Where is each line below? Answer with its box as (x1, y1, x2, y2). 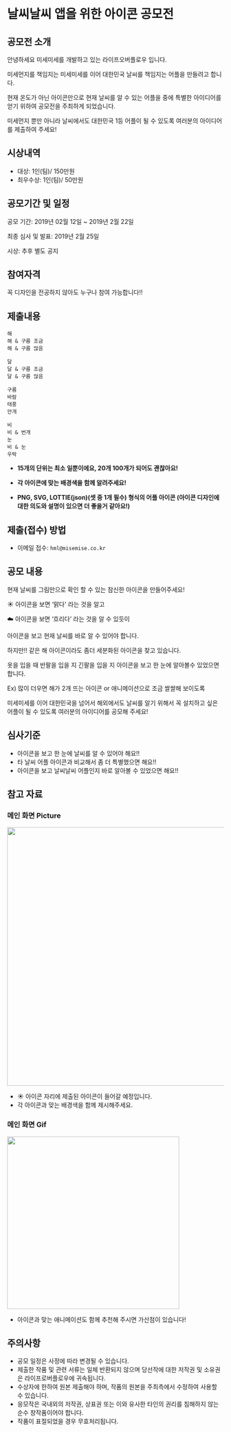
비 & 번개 (7, 429, 31, 436)
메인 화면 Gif (7, 1120, 47, 1129)
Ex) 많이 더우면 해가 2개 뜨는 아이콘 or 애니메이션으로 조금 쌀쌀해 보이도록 (7, 684, 206, 692)
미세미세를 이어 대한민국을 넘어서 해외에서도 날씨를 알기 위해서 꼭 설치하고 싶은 (7, 698, 219, 707)
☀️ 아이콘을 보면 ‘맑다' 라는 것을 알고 (7, 600, 105, 608)
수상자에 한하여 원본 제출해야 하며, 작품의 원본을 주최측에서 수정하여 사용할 (16, 1383, 218, 1391)
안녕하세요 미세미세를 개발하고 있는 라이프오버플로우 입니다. (7, 56, 167, 63)
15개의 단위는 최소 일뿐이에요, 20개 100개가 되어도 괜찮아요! (16, 464, 179, 472)
